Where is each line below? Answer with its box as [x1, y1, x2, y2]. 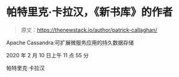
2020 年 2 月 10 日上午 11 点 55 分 [6, 51, 89, 58]
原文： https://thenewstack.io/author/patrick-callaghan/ [20, 26, 157, 33]
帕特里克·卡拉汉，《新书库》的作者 [6, 5, 173, 19]
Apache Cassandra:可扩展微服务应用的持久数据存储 [6, 39, 134, 46]
